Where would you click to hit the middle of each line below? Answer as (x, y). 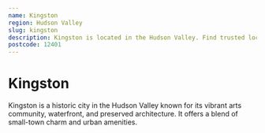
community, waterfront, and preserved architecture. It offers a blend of (123, 114)
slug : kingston (33, 30)
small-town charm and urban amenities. (73, 122)
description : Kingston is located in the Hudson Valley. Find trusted (127, 37)
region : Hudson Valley (45, 23)
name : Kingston (33, 15)
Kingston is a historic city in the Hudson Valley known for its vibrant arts (125, 105)
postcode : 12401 (35, 45)
